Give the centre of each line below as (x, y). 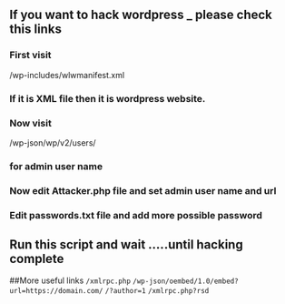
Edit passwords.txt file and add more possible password (136, 215)
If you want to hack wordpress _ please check (141, 15)
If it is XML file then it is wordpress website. (108, 98)
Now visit (30, 123)
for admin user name (56, 166)
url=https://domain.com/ (56, 291)
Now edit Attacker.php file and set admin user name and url (143, 190)
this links (35, 30)
